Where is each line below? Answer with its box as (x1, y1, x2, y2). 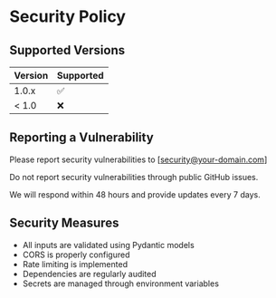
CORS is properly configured (22, 249, 130, 260)
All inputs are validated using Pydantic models (22, 239, 195, 250)
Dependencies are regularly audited (22, 268, 157, 279)
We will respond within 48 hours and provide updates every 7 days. (9, 188, 261, 200)
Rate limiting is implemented (22, 258, 128, 269)
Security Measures (9, 216, 119, 231)
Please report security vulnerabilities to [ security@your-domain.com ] (9, 154, 268, 165)
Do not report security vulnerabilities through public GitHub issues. (9, 171, 259, 182)
